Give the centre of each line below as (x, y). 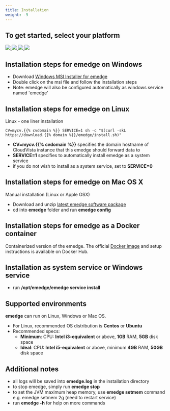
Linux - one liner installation (34, 121)
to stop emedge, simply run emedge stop (56, 387)
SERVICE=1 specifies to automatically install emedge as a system (81, 155)
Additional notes (32, 369)
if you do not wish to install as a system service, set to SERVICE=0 (82, 166)
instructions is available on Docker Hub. (47, 251)
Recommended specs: (36, 331)
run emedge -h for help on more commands (59, 403)
